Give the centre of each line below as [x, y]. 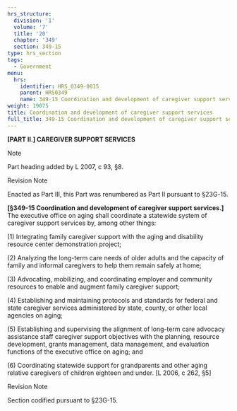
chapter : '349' [36, 40]
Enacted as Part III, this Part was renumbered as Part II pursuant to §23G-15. [118, 194]
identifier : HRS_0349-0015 [60, 86]
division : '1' [34, 21]
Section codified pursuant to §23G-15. [63, 400]
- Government [33, 66]
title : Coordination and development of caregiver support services [110, 112]
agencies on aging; [35, 315]
